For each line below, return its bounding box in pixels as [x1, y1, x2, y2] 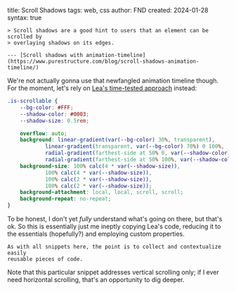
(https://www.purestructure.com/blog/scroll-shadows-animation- [7, 58, 199, 65]
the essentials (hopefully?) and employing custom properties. [7, 230, 185, 238]
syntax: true [7, 13, 42, 22]
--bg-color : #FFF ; [20, 104, 74, 111]
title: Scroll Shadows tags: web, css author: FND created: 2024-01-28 [7, 6, 209, 14]
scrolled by [7, 33, 42, 40]
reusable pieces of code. [7, 256, 83, 263]
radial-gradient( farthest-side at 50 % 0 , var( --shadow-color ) [44, 149, 231, 157]
